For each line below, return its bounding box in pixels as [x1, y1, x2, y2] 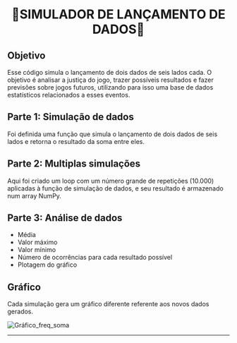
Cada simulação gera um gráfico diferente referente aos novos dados [7, 300, 209, 308]
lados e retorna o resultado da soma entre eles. [7, 137, 145, 145]
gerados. [7, 307, 34, 316]
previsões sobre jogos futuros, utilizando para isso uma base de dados [7, 83, 214, 91]
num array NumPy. [7, 191, 62, 200]
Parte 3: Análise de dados [7, 212, 123, 224]
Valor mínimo [17, 246, 56, 254]
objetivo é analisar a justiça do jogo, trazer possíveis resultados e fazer [7, 76, 214, 84]
